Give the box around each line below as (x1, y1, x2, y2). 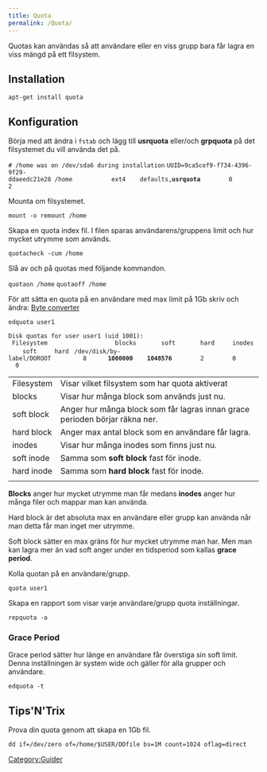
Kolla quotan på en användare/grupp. (8, 569, 130, 579)
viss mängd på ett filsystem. (8, 49, 101, 59)
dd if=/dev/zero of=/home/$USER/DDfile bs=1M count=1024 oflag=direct (8, 741, 247, 749)
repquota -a (8, 614, 48, 622)
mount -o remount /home (8, 212, 87, 220)
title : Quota (8, 11, 52, 20)
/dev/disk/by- (74, 348, 121, 356)
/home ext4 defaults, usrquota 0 (54, 176, 233, 184)
